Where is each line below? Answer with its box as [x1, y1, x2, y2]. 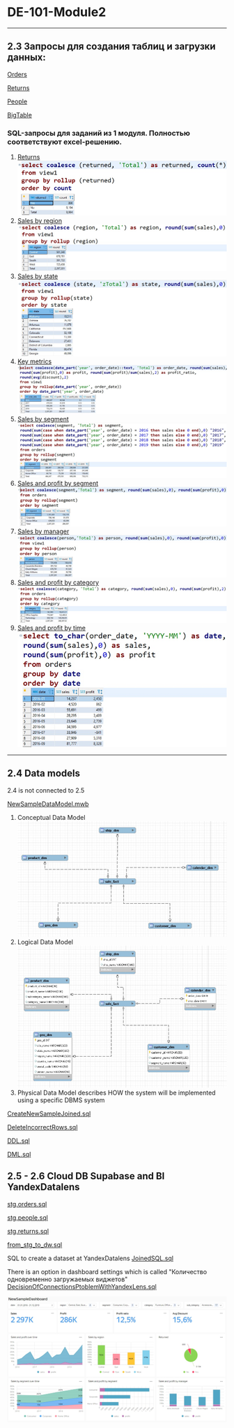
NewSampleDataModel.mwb [7, 800, 89, 808]
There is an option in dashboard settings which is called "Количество [7, 1267, 208, 1276]
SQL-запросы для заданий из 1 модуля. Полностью [7, 128, 190, 138]
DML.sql [7, 1150, 31, 1158]
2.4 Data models [7, 767, 80, 779]
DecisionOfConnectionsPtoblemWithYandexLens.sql [7, 1282, 157, 1290]
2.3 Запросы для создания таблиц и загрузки [7, 41, 216, 52]
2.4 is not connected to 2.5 [7, 786, 85, 794]
